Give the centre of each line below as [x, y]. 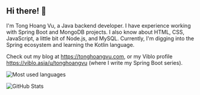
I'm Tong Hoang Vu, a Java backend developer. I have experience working [98, 25]
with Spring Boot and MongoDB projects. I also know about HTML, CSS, [95, 32]
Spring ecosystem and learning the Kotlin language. [70, 44]
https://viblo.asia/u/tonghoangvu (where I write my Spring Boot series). [95, 63]
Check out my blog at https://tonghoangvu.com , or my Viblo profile [89, 56]
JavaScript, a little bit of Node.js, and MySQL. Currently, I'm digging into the [100, 38]
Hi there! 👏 [27, 11]
